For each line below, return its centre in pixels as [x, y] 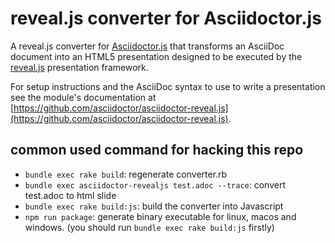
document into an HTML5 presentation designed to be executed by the [156, 56]
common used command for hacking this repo [157, 150]
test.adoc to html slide [70, 195]
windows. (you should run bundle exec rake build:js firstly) [149, 227]
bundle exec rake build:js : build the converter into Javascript [154, 206]
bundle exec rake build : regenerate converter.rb [126, 174]
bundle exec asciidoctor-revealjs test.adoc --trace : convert [155, 184]
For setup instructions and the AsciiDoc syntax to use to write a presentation [168, 86]
